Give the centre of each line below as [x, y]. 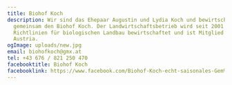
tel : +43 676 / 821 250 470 [48, 58]
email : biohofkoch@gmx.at [44, 52]
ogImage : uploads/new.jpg [44, 45]
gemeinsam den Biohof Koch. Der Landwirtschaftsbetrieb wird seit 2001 [119, 26]
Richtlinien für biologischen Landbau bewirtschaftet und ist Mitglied [119, 33]
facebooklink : [28, 71]
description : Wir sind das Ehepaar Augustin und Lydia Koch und [101, 20]
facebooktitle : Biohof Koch [48, 64]
